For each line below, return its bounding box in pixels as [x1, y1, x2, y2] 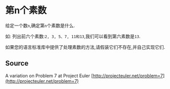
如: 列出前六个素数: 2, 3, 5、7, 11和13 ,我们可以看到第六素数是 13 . [5, 33, 141, 39]
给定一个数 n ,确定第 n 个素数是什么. [5, 22, 75, 28]
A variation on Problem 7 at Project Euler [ [5, 72, 93, 79]
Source [5, 59, 29, 68]
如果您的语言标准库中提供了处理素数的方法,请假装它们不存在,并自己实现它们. [5, 44, 165, 50]
